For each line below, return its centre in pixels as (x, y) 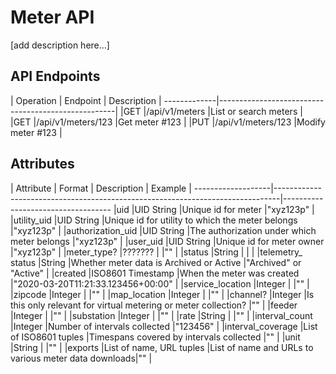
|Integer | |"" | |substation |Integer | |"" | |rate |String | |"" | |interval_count (161, 315)
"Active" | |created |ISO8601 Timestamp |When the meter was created (155, 273)
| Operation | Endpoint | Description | (86, 100)
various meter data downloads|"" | (81, 358)
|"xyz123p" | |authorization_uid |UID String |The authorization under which (163, 230)
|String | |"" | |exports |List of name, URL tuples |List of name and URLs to (162, 347)
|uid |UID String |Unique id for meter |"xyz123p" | (214, 209)
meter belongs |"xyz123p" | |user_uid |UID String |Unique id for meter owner (167, 241)
